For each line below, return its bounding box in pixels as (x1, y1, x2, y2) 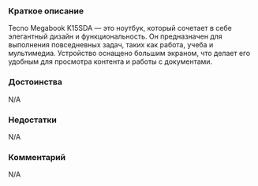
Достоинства (8, 76, 63, 87)
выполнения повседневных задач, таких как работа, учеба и (8, 40, 214, 50)
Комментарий (8, 151, 65, 162)
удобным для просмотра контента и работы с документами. (8, 57, 213, 66)
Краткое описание (8, 6, 84, 17)
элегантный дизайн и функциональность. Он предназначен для (8, 32, 222, 41)
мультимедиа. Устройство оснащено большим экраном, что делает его (8, 49, 251, 58)
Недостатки (8, 114, 57, 125)
